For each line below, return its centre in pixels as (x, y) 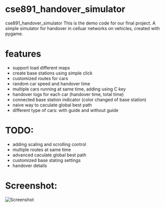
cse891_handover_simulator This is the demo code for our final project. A (80, 23)
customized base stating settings (46, 160)
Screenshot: (31, 185)
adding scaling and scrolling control (49, 144)
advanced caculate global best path (49, 155)
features (23, 54)
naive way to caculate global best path (52, 105)
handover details (30, 165)
